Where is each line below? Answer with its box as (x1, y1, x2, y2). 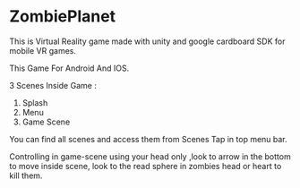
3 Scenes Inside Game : (9, 80, 97, 90)
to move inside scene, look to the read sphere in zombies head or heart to (9, 160, 282, 171)
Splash (21, 97, 48, 108)
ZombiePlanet (9, 6, 116, 27)
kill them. (9, 170, 43, 181)
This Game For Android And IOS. (9, 63, 130, 73)
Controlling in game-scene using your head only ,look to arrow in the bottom (9, 150, 291, 162)
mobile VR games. (9, 45, 77, 56)
